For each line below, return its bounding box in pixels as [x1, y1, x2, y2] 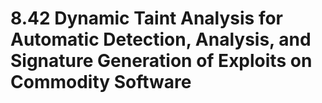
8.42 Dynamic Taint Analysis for [10, 7, 284, 30]
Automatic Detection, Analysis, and [10, 28, 312, 51]
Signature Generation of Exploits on [10, 50, 313, 72]
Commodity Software [10, 71, 192, 94]
